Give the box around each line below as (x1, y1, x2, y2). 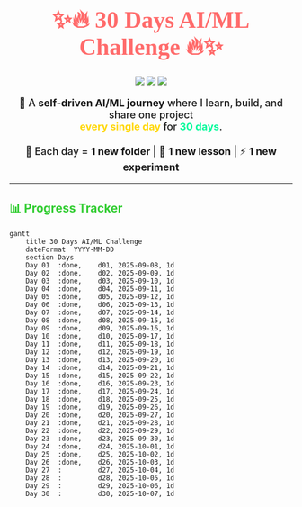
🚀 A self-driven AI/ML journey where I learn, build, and (19, 96, 283, 109)
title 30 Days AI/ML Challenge (25, 237, 143, 246)
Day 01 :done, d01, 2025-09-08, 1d (25, 260, 175, 269)
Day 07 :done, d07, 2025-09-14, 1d (25, 308, 175, 317)
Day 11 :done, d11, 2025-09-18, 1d (25, 340, 175, 349)
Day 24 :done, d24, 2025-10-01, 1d (25, 441, 175, 451)
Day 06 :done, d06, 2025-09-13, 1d (25, 300, 175, 309)
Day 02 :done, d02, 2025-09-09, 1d (25, 268, 175, 277)
